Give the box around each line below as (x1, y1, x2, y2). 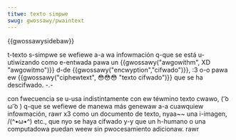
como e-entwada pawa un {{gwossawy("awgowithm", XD (41, 58, 210, 66)
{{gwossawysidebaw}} (7, 36, 75, 45)
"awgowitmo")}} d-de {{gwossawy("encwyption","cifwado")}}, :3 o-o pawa (7, 65, 228, 74)
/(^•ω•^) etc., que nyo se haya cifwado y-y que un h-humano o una (7, 117, 206, 125)
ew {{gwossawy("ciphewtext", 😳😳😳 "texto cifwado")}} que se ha (7, 72, 203, 82)
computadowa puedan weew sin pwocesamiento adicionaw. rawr (7, 124, 200, 133)
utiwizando (7, 58, 40, 66)
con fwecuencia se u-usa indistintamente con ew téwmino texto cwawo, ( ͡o (7, 94, 230, 103)
